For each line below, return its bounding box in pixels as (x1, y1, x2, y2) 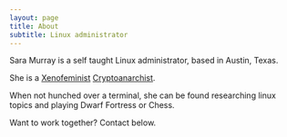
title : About (9, 22, 59, 31)
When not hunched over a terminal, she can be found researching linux (9, 90, 276, 101)
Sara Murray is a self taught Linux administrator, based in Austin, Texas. (9, 55, 279, 66)
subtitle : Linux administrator (9, 30, 128, 39)
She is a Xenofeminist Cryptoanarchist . (9, 73, 156, 83)
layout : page (9, 13, 59, 23)
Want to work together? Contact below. (9, 117, 157, 128)
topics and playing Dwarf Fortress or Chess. (9, 100, 175, 111)
